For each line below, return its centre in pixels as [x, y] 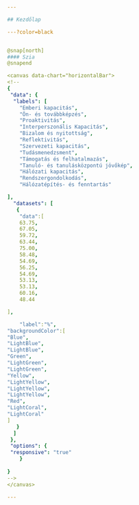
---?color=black [30, 32]
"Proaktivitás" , [43, 121]
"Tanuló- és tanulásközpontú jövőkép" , [76, 165]
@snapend [20, 63]
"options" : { [29, 446]
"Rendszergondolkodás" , [53, 178]
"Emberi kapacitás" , [49, 107]
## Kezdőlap [24, 19]
